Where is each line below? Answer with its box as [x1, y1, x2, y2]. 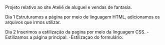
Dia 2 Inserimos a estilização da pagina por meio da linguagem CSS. [5, 29, 146, 34]
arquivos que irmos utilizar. [5, 19, 61, 25]
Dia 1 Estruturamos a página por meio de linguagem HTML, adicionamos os [5, 14, 160, 19]
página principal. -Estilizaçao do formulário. [33, 34, 123, 40]
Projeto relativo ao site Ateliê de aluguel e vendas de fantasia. [5, 4, 132, 10]
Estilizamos [5, 34, 29, 40]
